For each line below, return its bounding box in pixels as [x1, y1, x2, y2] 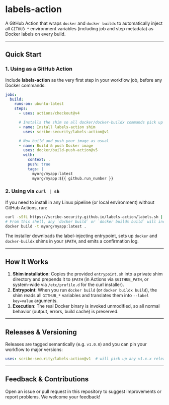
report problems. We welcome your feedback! [5, 393, 101, 399]
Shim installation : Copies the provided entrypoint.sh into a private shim [12, 271, 163, 277]
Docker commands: [5, 82, 46, 88]
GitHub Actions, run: [5, 204, 48, 210]
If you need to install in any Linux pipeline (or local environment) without [5, 199, 154, 205]
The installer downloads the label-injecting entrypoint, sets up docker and [5, 233, 157, 239]
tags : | [27, 166, 44, 171]
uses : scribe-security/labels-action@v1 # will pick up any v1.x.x [5, 357, 152, 362]
